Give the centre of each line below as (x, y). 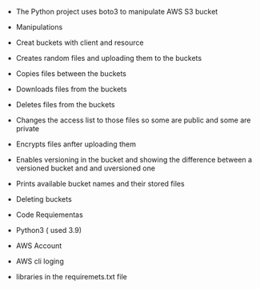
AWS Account (39, 246)
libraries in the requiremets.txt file (72, 277)
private (28, 128)
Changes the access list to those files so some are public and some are (133, 120)
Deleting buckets (44, 199)
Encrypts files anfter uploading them (76, 144)
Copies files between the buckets (71, 74)
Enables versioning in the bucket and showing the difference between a (134, 160)
